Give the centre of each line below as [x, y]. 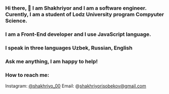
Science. [16, 21]
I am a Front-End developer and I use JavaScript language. [78, 34]
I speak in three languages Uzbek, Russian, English [69, 48]
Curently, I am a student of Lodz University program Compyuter [85, 14]
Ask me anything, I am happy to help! [52, 61]
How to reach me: [27, 75]
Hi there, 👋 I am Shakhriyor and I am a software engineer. [76, 8]
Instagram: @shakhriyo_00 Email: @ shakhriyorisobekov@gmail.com [76, 86]
